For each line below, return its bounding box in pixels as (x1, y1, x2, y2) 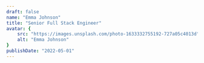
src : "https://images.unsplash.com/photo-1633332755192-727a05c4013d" (17, 31, 200, 37)
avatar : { (6, 25, 32, 32)
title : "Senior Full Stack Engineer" (6, 20, 102, 26)
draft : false (6, 8, 39, 15)
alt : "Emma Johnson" (17, 37, 69, 43)
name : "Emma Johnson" (6, 14, 61, 20)
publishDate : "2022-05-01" (6, 48, 75, 54)
